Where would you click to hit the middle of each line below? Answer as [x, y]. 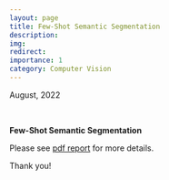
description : [34, 35]
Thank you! [30, 165]
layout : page [34, 18]
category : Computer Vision [60, 69]
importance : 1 [36, 60]
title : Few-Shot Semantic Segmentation [85, 26]
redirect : [28, 52]
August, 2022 [35, 95]
